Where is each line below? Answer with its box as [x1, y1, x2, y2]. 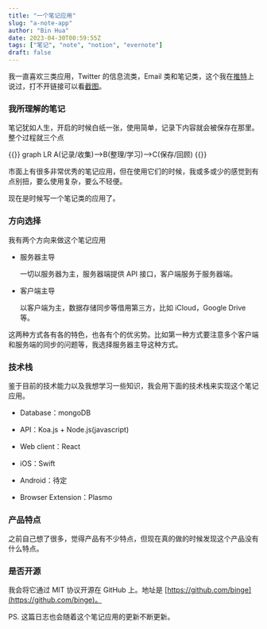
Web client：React [19, 441, 81, 451]
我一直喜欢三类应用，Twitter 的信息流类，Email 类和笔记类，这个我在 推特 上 [8, 72, 254, 80]
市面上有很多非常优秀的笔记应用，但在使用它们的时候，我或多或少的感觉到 [8, 166, 252, 176]
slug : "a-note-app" [8, 19, 73, 27]
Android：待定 [19, 475, 68, 485]
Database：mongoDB [19, 408, 91, 417]
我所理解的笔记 [8, 103, 66, 114]
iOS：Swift [19, 459, 56, 468]
